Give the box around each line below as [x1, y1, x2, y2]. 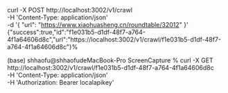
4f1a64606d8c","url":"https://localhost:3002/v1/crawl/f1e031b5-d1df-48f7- [7, 35, 222, 44]
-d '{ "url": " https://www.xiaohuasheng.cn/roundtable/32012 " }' [7, 21, 188, 28]
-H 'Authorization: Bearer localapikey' [7, 78, 114, 86]
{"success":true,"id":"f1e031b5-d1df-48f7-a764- [7, 28, 146, 36]
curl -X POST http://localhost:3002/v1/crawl [7, 6, 133, 14]
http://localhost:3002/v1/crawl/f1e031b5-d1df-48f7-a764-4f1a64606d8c [7, 64, 215, 71]
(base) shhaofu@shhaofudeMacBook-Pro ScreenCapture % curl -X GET [7, 56, 213, 65]
